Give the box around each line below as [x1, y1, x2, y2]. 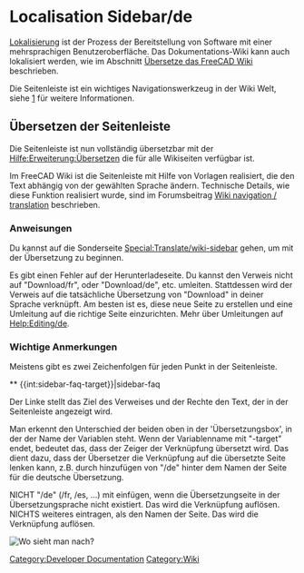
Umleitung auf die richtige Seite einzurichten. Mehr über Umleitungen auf [9, 309, 284, 320]
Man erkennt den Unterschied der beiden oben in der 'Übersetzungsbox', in [9, 424, 293, 435]
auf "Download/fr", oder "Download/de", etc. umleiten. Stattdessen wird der [9, 280, 293, 291]
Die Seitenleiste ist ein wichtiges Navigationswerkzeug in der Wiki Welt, [9, 83, 277, 94]
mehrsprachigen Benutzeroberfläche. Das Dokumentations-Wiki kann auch [9, 45, 290, 56]
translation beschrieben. [9, 199, 101, 210]
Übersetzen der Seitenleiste [9, 119, 171, 134]
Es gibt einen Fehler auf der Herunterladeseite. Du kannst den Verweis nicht [9, 270, 293, 281]
